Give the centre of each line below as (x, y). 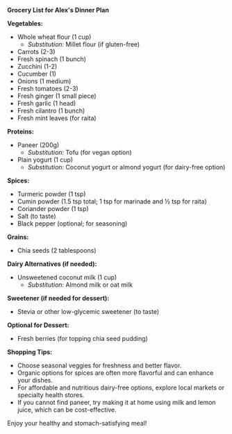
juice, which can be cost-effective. (67, 410)
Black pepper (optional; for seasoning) (72, 224)
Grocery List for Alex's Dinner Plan (58, 10)
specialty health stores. (51, 395)
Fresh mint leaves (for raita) (57, 118)
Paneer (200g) (38, 145)
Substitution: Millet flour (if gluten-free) (84, 44)
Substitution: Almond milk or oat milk (80, 285)
